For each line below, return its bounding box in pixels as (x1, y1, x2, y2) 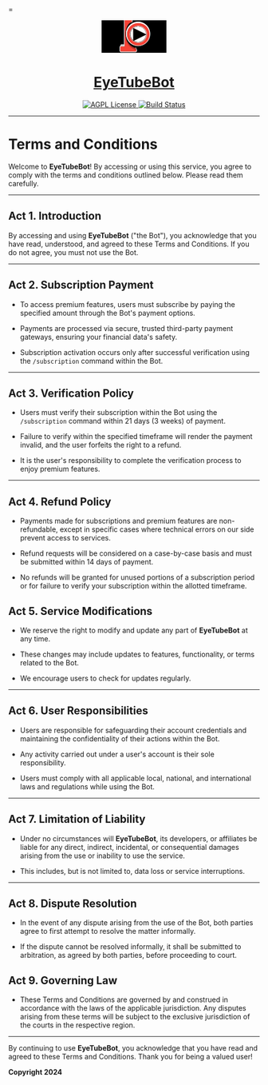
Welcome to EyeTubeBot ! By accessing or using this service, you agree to (8, 162, 252, 171)
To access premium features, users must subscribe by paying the (19, 299, 235, 309)
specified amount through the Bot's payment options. (19, 308, 195, 317)
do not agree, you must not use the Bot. (8, 247, 139, 257)
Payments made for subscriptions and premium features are (19, 517, 218, 526)
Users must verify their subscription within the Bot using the (19, 408, 218, 417)
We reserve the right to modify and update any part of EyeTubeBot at (19, 625, 249, 635)
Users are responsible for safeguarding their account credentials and (19, 725, 247, 735)
